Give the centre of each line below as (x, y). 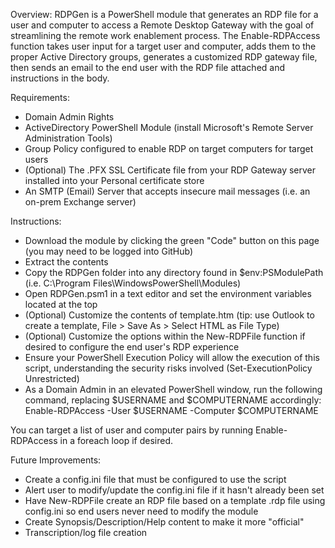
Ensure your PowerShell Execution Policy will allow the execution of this (172, 357)
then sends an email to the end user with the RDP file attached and (148, 67)
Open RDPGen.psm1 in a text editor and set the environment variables (168, 293)
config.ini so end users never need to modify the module (141, 511)
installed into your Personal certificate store (114, 180)
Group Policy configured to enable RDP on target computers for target (169, 148)
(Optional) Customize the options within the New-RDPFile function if (165, 336)
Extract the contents (66, 262)
